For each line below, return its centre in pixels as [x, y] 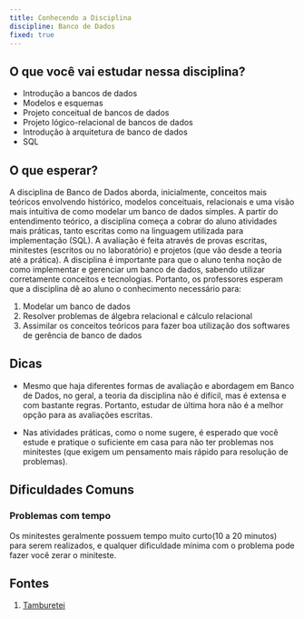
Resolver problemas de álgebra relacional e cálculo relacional [137, 316]
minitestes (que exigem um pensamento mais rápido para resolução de [155, 452]
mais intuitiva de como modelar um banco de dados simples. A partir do [144, 211]
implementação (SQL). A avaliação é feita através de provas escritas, [138, 240]
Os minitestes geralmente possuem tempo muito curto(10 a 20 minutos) [143, 535]
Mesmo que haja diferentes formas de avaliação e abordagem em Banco [158, 385]
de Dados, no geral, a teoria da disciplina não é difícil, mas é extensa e [154, 395]
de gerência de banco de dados [82, 335]
